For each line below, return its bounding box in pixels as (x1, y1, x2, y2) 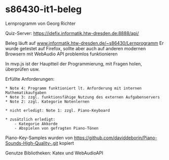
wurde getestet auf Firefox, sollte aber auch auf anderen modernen (5, 45, 146, 51)
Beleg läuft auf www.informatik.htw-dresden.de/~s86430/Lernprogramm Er (5, 40, 164, 46)
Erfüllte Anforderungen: (5, 76, 55, 82)
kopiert (59, 140, 75, 146)
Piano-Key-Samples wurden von (5, 135, 73, 141)
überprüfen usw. (5, 66, 40, 72)
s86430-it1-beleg (5, 4, 82, 15)
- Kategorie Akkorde (14, 121, 58, 126)
